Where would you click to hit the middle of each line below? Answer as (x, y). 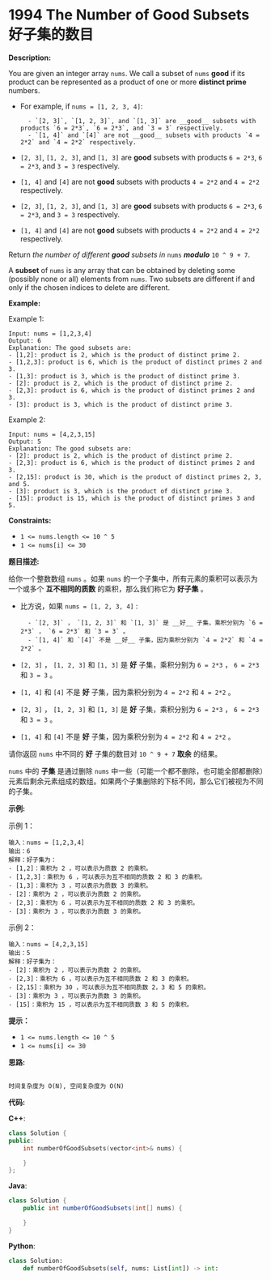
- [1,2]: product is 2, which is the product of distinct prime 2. (125, 355)
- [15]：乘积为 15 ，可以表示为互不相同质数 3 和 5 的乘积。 (101, 1005)
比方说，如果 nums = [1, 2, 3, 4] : (79, 606)
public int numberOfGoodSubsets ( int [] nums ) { (103, 1209)
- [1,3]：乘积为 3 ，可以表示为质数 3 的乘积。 (80, 885)
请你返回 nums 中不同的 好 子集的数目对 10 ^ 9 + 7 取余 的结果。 (115, 753)
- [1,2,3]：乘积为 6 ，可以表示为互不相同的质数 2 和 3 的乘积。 (107, 877)
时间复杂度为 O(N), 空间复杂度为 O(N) (66, 1086)
